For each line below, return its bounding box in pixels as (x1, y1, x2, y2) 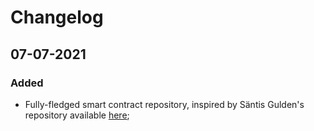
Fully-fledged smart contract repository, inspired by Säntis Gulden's (24, 98, 305, 110)
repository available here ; (24, 109, 130, 121)
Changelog (10, 6, 104, 29)
